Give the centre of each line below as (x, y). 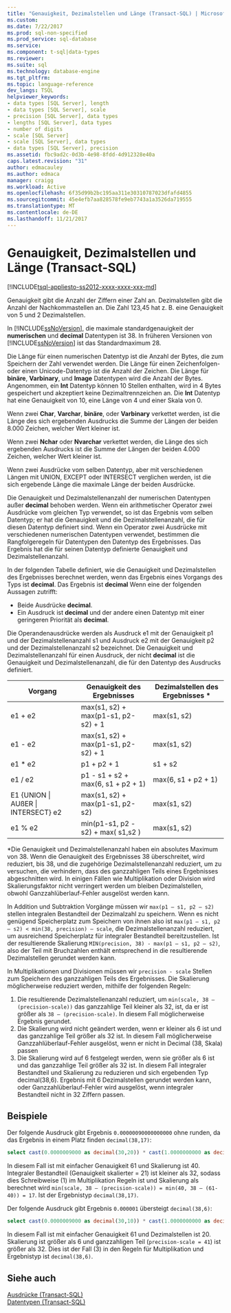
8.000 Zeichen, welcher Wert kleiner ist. (64, 428)
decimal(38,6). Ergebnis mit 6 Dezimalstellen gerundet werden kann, (114, 1080)
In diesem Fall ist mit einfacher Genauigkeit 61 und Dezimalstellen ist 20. (109, 1234)
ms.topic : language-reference (51, 84)
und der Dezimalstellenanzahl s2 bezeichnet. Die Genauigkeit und (100, 648)
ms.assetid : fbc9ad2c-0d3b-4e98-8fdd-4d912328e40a (81, 155)
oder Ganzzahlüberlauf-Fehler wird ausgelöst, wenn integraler (105, 1087)
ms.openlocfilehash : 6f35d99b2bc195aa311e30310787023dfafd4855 (100, 193)
